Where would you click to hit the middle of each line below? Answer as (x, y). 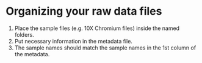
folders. (24, 34)
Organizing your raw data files (84, 11)
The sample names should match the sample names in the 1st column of (105, 48)
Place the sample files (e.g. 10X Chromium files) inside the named (97, 28)
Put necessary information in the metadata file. (73, 41)
